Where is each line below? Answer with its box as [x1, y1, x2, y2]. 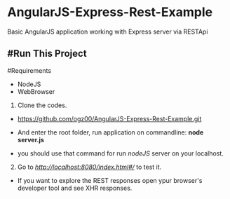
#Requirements [7, 66, 51, 74]
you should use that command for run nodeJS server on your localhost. [17, 149, 224, 158]
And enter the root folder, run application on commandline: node [17, 128, 204, 137]
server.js [17, 135, 44, 144]
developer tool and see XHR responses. [17, 184, 133, 192]
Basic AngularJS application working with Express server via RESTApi [7, 27, 208, 36]
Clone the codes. [17, 101, 67, 109]
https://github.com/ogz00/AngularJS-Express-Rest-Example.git [17, 114, 202, 123]
